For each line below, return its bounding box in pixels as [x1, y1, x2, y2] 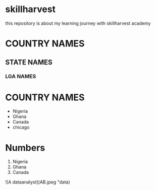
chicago [12, 124, 30, 131]
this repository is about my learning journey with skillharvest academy [5, 20, 151, 26]
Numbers [5, 142, 45, 153]
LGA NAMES [5, 73, 36, 80]
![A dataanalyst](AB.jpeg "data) [5, 179, 71, 185]
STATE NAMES [5, 58, 53, 67]
